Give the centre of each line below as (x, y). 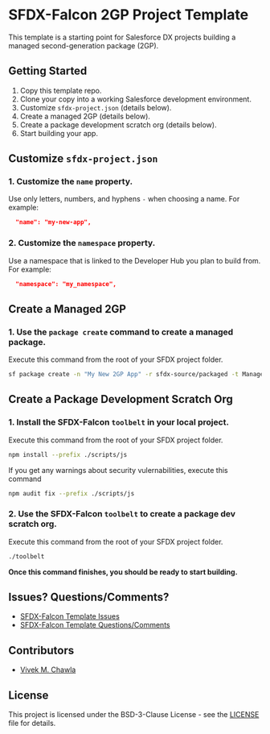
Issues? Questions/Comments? (89, 597)
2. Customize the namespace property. (82, 243)
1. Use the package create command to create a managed (121, 332)
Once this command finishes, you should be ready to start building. (123, 572)
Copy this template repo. (61, 90)
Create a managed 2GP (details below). (85, 116)
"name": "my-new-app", (53, 222)
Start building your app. (59, 133)
